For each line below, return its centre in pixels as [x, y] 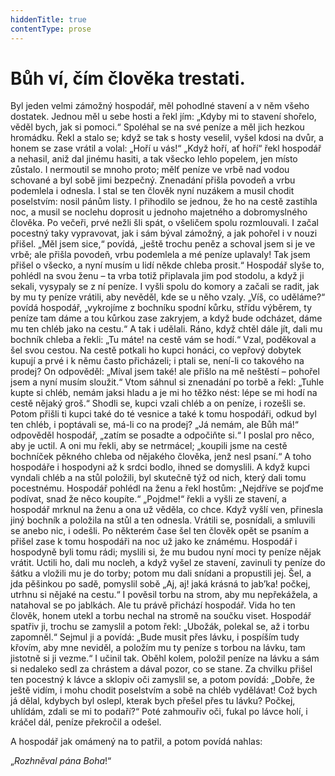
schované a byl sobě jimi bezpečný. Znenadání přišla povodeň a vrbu [153, 180]
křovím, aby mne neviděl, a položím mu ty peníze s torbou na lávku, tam [158, 648]
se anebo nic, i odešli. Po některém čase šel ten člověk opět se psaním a [159, 531]
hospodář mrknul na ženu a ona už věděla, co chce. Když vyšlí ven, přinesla [167, 510]
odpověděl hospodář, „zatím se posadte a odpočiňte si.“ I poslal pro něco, [162, 435]
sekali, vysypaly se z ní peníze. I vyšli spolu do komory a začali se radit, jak [165, 287]
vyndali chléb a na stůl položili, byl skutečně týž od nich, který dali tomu [158, 478]
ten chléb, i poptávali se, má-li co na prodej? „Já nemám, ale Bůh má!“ [154, 425]
